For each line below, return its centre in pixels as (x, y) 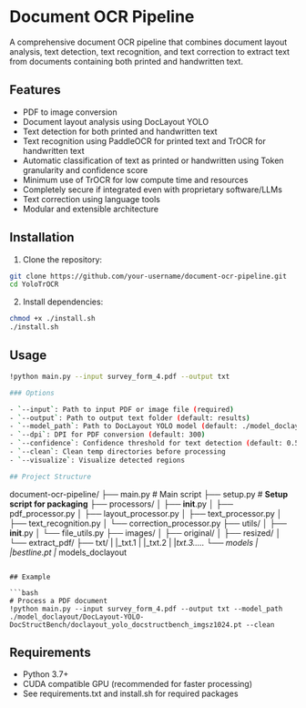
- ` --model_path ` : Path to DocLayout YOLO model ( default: (124, 426)
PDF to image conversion (70, 112)
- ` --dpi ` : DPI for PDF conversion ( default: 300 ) (107, 435)
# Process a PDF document (58, 600)
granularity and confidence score (85, 169)
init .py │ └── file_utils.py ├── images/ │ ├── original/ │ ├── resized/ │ (145, 533)
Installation (42, 237)
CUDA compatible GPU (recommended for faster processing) (138, 684)
